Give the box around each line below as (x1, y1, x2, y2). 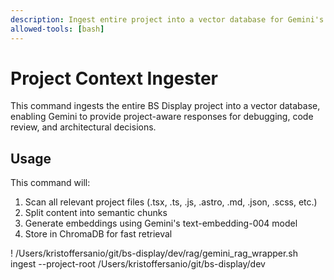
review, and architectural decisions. (10, 121, 157, 133)
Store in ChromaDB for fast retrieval (24, 228, 173, 240)
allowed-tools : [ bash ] (10, 24, 105, 34)
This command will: (10, 177, 91, 189)
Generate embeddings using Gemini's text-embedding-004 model (24, 217, 298, 230)
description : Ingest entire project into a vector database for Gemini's (10, 14, 325, 25)
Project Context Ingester (10, 67, 219, 90)
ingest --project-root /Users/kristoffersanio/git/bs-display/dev (10, 258, 266, 270)
